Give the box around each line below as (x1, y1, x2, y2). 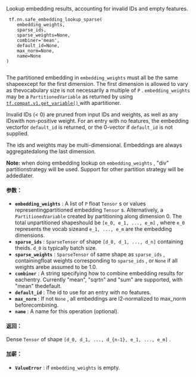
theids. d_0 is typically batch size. (14, 245, 97, 252)
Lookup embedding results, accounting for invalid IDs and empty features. (6, 5, 189, 12)
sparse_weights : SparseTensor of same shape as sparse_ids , (14, 251, 165, 258)
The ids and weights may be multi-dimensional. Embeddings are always (6, 141, 182, 149)
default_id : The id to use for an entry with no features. (14, 289, 151, 296)
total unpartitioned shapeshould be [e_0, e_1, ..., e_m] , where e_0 (14, 219, 185, 226)
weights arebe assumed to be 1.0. (14, 264, 98, 271)
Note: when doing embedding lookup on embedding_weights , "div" (6, 159, 169, 166)
